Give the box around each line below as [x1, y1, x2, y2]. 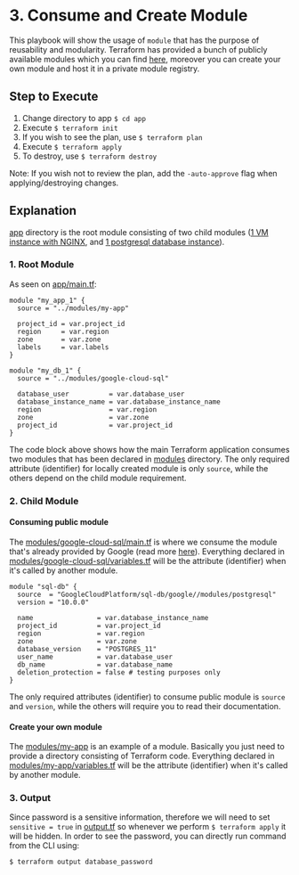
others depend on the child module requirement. [9, 472, 187, 483]
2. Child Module [9, 495, 79, 507]
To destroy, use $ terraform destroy [21, 151, 158, 161]
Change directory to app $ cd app [21, 112, 147, 123]
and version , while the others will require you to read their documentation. [9, 700, 281, 711]
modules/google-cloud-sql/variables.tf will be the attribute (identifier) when [9, 555, 287, 566]
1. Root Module [9, 258, 75, 271]
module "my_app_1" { [9, 296, 86, 305]
